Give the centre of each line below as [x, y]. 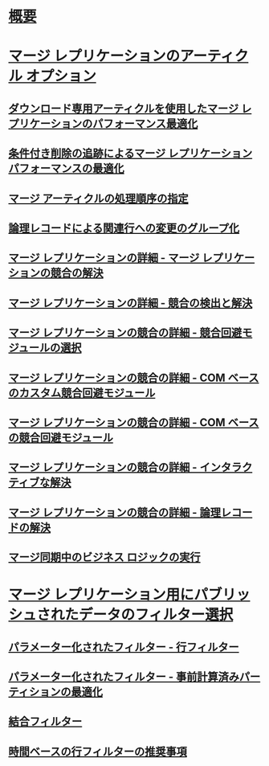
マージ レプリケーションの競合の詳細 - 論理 [114, 512]
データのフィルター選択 [156, 615]
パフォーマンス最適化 [145, 123]
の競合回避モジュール [61, 438]
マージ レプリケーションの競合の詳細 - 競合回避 [125, 333]
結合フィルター [45, 721]
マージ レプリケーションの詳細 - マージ [104, 258]
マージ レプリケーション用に [101, 595]
